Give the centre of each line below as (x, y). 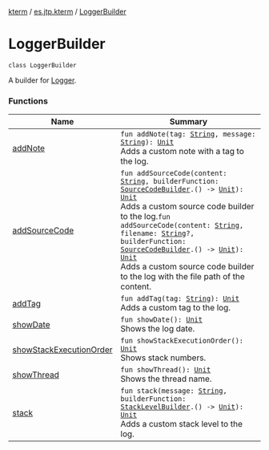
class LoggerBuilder (43, 65)
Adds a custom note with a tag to (182, 152)
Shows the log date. (158, 329)
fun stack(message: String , (174, 391)
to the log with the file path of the (183, 277)
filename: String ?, (157, 233)
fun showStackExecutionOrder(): (182, 341)
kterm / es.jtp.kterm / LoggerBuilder (67, 12)
